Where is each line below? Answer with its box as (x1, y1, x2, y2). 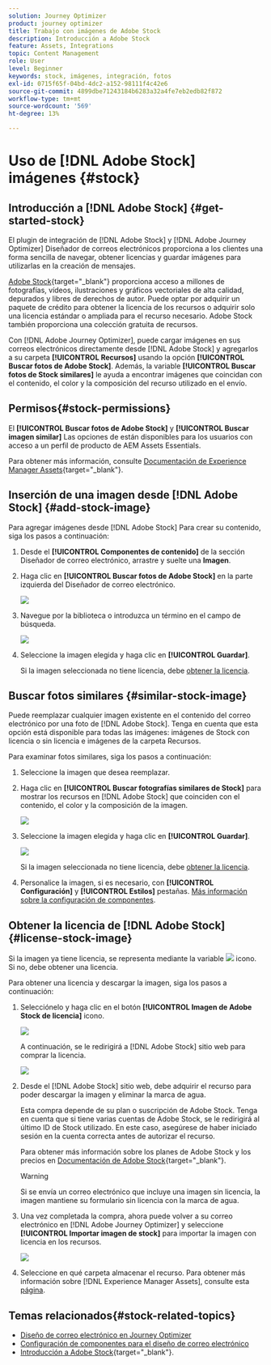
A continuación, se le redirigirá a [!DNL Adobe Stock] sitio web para (19, 1042, 246, 1052)
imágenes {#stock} (8, 169, 141, 187)
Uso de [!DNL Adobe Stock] (8, 151, 196, 170)
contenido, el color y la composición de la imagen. (19, 801, 188, 810)
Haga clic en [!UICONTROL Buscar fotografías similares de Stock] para (19, 783, 261, 793)
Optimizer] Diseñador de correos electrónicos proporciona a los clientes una (8, 244, 264, 253)
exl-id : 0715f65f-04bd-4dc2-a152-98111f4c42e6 (8, 79, 168, 87)
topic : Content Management (8, 49, 100, 57)
